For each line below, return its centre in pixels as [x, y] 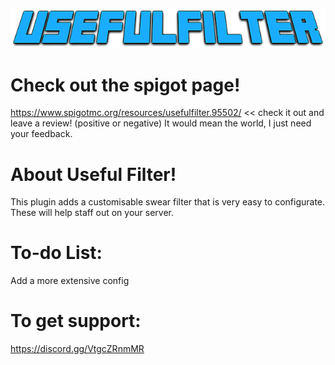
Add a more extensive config [70, 281]
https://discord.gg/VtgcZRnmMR [77, 349]
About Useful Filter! [93, 174]
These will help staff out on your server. [92, 213]
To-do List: [56, 253]
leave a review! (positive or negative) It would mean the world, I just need [161, 123]
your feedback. [41, 134]
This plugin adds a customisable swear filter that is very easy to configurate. [168, 202]
